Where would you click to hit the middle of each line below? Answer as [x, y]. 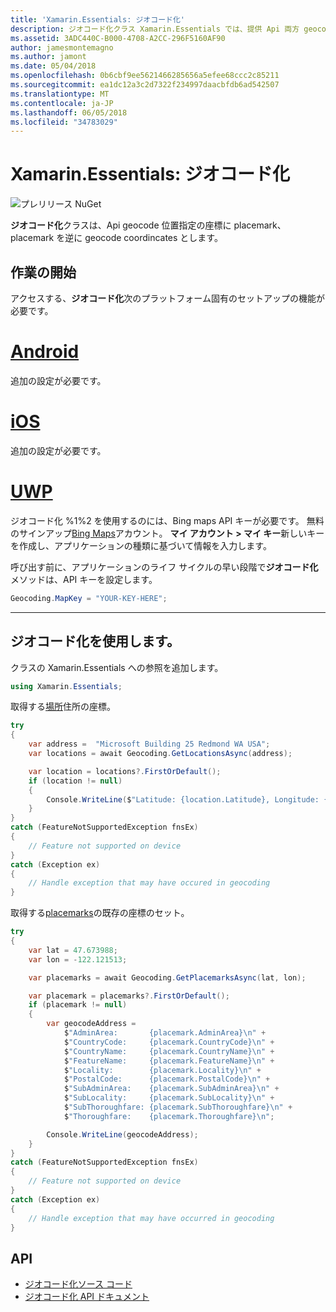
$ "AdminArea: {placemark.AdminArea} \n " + [165, 1033]
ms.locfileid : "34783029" [64, 122]
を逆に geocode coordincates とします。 [139, 238]
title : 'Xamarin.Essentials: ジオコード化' [97, 19]
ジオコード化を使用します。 [95, 641]
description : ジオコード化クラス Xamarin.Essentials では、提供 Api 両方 [155, 29]
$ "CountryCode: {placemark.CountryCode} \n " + [169, 1042]
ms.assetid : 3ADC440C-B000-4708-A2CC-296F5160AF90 [118, 38]
